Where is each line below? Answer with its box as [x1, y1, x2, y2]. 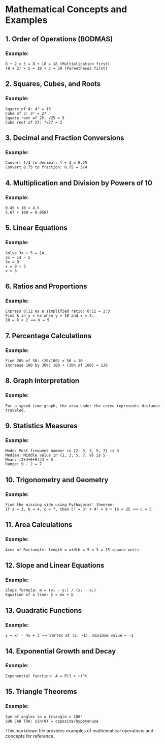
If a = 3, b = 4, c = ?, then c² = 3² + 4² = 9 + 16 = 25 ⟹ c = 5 [5, 507, 152, 512]
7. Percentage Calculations [5, 332, 92, 340]
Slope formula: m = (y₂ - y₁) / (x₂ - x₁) [5, 588, 96, 593]
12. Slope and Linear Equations [5, 561, 105, 570]
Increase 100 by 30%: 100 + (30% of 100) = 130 [5, 363, 108, 368]
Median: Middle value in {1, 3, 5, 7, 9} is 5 [5, 453, 106, 458]
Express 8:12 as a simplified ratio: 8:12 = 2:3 [5, 309, 110, 314]
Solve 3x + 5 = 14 [5, 250, 44, 255]
